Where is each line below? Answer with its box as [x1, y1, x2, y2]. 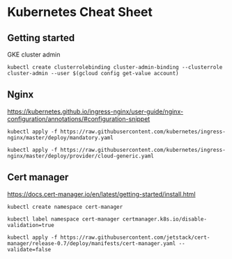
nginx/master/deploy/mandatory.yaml [7, 134, 114, 141]
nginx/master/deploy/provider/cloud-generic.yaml [7, 152, 155, 159]
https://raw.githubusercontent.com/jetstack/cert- [60, 234, 210, 241]
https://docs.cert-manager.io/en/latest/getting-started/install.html [7, 189, 196, 198]
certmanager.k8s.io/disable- [122, 215, 208, 223]
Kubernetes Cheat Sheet [7, 4, 153, 20]
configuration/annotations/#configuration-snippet [7, 114, 150, 123]
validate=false [7, 246, 52, 253]
